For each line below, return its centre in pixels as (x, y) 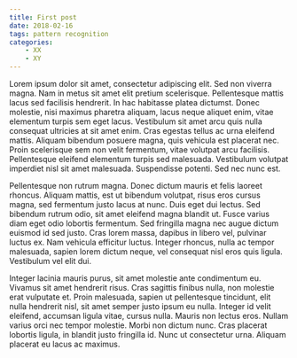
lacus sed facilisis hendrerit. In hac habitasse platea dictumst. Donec (134, 102)
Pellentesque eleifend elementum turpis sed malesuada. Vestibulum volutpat (149, 159)
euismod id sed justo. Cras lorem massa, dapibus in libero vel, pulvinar (138, 233)
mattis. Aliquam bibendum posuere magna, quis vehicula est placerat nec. (144, 140)
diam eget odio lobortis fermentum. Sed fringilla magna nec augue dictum (144, 223)
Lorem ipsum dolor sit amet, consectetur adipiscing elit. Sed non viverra (141, 84)
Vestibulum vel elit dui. (51, 261)
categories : (31, 42)
